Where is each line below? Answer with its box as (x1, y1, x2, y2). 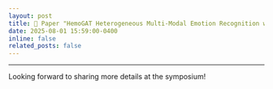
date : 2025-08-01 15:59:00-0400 (8, 27, 118, 35)
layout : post (8, 11, 53, 20)
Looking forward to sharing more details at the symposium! (8, 72, 206, 82)
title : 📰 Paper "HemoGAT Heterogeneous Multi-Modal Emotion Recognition (8, 19, 260, 28)
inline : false (8, 34, 57, 43)
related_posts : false (8, 42, 82, 50)
